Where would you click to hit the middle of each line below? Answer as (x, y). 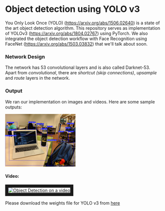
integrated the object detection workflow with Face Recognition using (76, 39)
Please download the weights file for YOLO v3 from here (63, 203)
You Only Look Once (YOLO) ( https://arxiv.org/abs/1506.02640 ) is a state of (82, 23)
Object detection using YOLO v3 (73, 9)
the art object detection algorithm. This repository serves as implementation (82, 28)
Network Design (25, 56)
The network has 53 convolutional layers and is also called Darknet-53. (78, 67)
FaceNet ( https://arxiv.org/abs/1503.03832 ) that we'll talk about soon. (76, 44)
